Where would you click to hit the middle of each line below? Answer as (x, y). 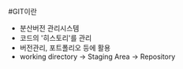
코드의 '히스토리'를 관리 (56, 38)
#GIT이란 (22, 11)
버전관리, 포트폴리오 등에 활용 (65, 48)
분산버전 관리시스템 (49, 28)
